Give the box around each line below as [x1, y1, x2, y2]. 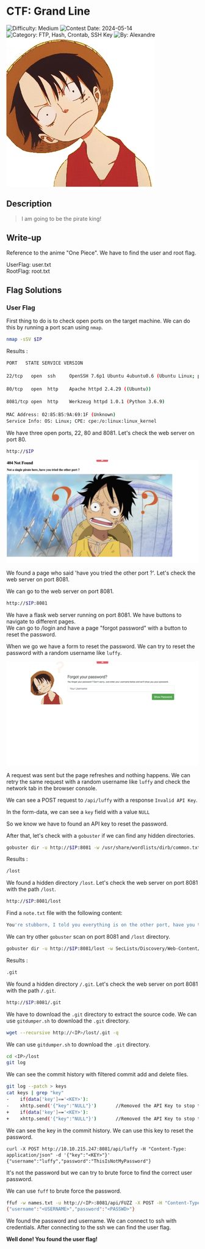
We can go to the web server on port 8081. [6, 587, 114, 595]
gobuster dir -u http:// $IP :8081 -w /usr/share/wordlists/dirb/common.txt [6, 844, 201, 851]
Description [6, 199, 52, 209]
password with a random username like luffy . [6, 649, 122, 657]
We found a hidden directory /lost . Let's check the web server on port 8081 [6, 879, 198, 887]
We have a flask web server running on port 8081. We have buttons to [6, 611, 182, 619]
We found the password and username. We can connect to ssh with [6, 1217, 177, 1225]
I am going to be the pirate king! [21, 215, 102, 222]
